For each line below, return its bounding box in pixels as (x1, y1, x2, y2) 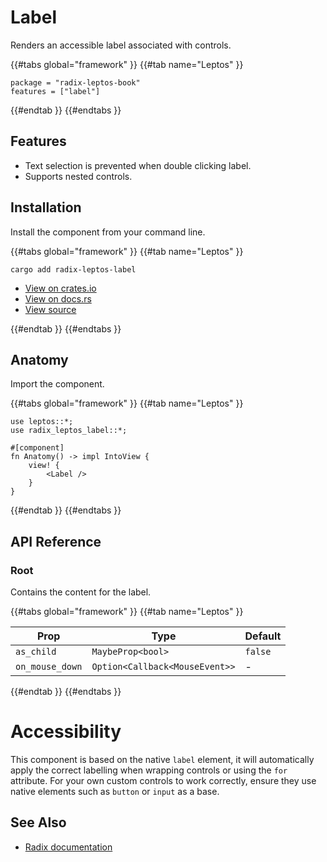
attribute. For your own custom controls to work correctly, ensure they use (10, 775, 317, 786)
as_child (15, 646, 57, 658)
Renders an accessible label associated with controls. (10, 39, 232, 51)
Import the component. (10, 378, 105, 390)
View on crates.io (24, 282, 97, 294)
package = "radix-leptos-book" (10, 77, 141, 88)
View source (24, 303, 77, 315)
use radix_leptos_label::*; (10, 426, 128, 436)
